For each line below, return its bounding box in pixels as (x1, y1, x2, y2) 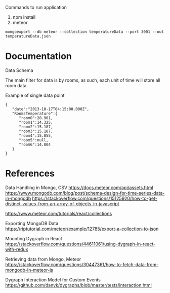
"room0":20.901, (18, 115, 53, 121)
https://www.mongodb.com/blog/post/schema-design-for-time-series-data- (5, 190, 165, 196)
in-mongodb (5, 195, 31, 201)
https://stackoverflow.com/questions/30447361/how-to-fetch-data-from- (5, 261, 159, 268)
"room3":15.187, (18, 129, 53, 134)
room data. (5, 82, 28, 88)
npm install (12, 14, 36, 20)
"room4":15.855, (18, 133, 53, 138)
